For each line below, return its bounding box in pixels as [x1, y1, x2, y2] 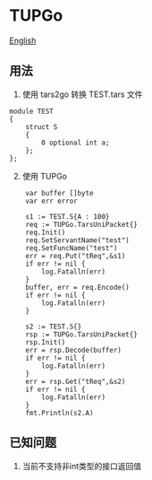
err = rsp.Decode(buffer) [25, 345, 122, 354]
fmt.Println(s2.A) [25, 408, 94, 417]
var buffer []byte [25, 188, 94, 197]
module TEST [9, 107, 54, 116]
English [9, 35, 37, 46]
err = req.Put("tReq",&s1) [25, 251, 126, 260]
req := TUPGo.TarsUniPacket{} [25, 220, 139, 229]
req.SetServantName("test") [25, 235, 130, 245]
